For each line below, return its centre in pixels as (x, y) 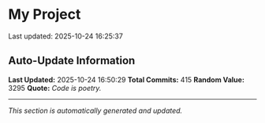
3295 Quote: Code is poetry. (55, 88)
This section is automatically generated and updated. (95, 110)
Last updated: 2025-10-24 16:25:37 (66, 36)
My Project (45, 14)
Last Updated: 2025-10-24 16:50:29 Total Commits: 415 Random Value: (126, 79)
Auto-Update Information (72, 61)
